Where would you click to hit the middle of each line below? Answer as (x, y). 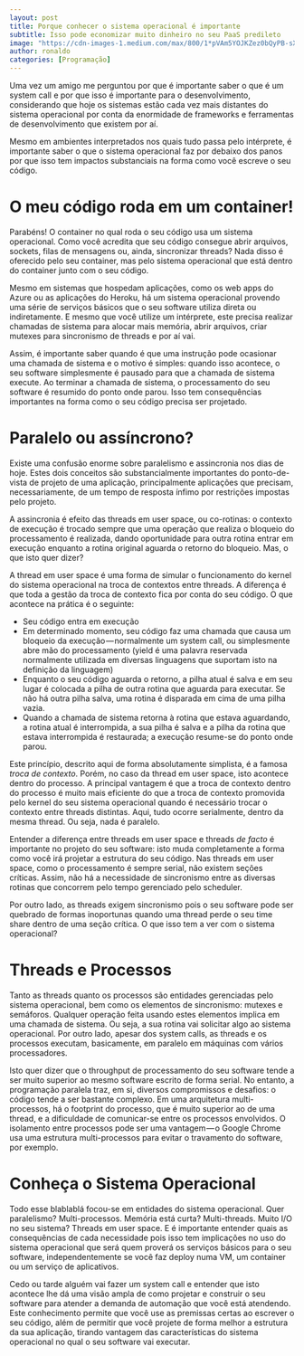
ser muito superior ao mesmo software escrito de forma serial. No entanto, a (152, 1080)
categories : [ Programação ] (60, 60)
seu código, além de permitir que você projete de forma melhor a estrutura (149, 1323)
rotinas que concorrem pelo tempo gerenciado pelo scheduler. (126, 887)
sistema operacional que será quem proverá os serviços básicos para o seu (151, 1247)
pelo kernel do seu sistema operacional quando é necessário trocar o (139, 802)
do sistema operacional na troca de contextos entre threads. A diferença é (148, 584)
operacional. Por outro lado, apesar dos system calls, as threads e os (138, 1033)
